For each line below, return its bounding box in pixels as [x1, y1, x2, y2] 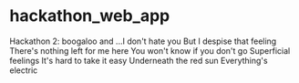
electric [9, 65, 38, 76]
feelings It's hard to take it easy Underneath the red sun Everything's [9, 55, 268, 66]
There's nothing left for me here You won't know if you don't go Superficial [9, 45, 291, 56]
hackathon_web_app [9, 5, 170, 26]
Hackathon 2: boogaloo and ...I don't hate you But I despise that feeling [9, 36, 277, 47]
